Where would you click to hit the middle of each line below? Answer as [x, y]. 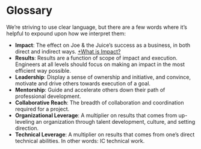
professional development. [48, 96]
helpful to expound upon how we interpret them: [66, 33]
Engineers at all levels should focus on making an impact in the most [100, 64]
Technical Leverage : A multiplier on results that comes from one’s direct [105, 134]
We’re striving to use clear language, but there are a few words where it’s [97, 27]
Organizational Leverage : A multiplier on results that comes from [96, 115]
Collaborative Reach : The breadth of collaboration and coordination [99, 102]
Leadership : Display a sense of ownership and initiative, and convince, [103, 77]
